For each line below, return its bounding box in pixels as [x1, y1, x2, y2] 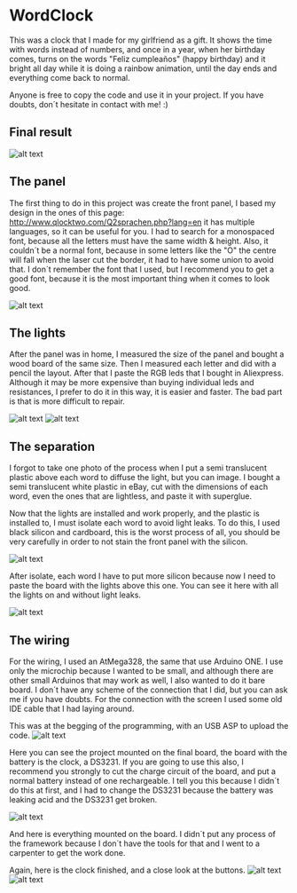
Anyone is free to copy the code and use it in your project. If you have [9, 90, 264, 100]
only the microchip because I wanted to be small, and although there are [9, 666, 274, 676]
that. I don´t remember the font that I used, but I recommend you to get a [9, 264, 275, 274]
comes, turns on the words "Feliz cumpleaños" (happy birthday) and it [9, 53, 266, 64]
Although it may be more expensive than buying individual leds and [9, 377, 254, 388]
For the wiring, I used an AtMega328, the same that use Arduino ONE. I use [9, 656, 284, 667]
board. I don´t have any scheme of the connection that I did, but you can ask [9, 684, 288, 695]
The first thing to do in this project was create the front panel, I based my [9, 197, 277, 209]
